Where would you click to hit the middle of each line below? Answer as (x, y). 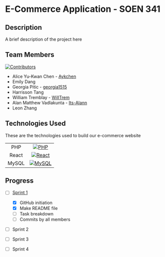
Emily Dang (24, 81)
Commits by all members (45, 219)
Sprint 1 (20, 193)
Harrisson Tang (28, 92)
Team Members (30, 55)
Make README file (39, 208)
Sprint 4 (20, 249)
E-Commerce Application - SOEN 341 (83, 9)
